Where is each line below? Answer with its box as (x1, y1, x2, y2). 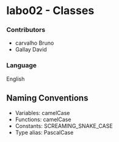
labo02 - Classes (6, 4, 95, 18)
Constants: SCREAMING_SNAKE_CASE (15, 122, 113, 129)
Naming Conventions (6, 93, 88, 103)
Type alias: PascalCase (15, 129, 74, 136)
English (6, 75, 25, 83)
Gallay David (15, 46, 47, 53)
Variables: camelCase (15, 109, 70, 116)
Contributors (6, 26, 46, 34)
